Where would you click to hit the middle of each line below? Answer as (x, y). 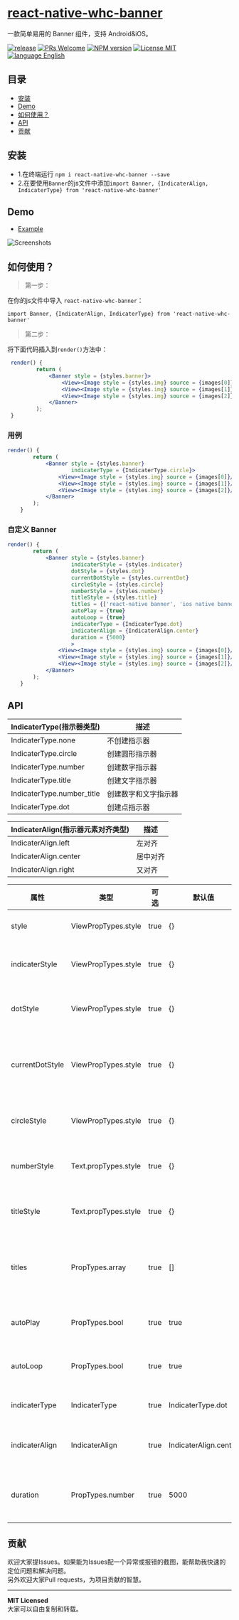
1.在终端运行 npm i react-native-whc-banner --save (94, 174)
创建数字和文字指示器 (143, 794)
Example (31, 229)
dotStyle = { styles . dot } (107, 571)
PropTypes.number (103, 1495)
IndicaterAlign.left (40, 843)
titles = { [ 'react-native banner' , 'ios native (143, 604)
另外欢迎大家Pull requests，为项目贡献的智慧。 (76, 1579)
